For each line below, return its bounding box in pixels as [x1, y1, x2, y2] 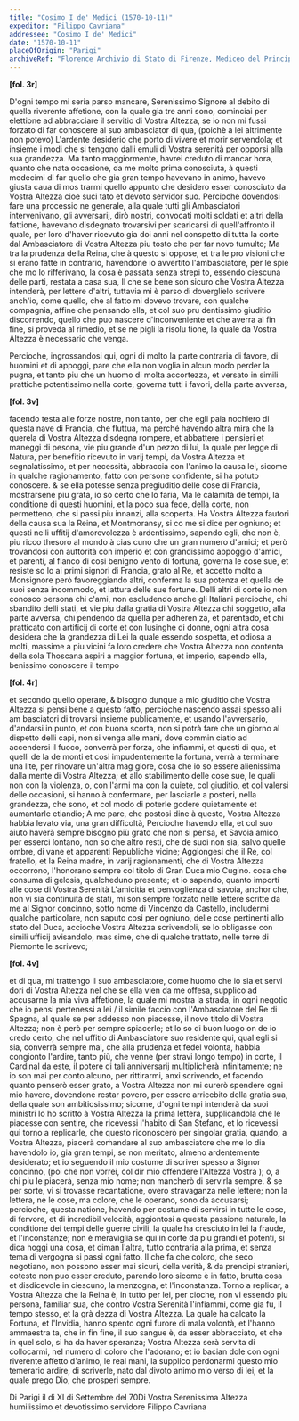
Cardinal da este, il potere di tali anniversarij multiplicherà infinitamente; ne [9, 1061, 283, 1071]
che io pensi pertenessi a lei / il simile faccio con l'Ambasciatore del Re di [9, 1004, 278, 1014]
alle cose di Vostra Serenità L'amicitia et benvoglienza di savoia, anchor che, [9, 884, 289, 895]
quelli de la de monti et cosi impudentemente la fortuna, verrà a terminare [9, 751, 279, 762]
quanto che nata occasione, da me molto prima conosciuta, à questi [9, 162, 258, 173]
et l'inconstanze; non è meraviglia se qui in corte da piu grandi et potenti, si [9, 1233, 285, 1243]
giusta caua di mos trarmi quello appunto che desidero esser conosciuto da [9, 182, 287, 192]
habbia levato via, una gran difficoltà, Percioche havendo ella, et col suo [9, 818, 273, 828]
